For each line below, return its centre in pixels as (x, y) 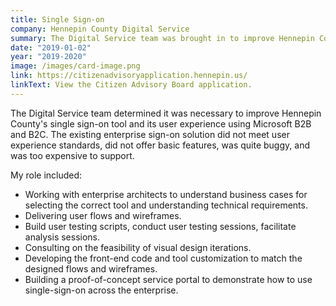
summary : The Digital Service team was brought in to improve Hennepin (162, 38)
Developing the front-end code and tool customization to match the (163, 258)
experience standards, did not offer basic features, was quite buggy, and (160, 145)
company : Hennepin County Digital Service (100, 29)
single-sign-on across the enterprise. (101, 290)
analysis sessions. (62, 237)
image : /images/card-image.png (75, 66)
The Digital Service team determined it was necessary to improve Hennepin (166, 113)
